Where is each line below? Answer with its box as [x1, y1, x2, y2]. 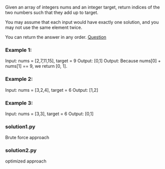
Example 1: [5, 46, 32, 53]
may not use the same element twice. [5, 24, 82, 30]
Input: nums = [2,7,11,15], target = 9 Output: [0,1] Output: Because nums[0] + [5, 58, 161, 64]
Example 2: [5, 76, 33, 83]
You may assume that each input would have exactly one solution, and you [5, 19, 159, 25]
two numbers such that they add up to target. [5, 9, 98, 15]
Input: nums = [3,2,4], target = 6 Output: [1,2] [5, 87, 98, 93]
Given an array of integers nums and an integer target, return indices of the [5, 4, 160, 10]
